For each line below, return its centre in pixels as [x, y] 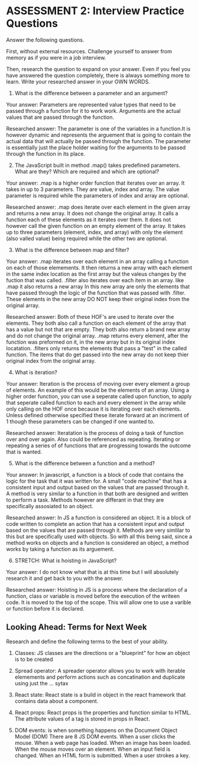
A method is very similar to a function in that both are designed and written [97, 493]
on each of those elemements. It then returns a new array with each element [99, 267]
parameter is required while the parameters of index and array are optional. [98, 195]
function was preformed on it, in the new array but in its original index [91, 342]
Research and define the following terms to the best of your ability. [87, 641]
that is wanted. [24, 451]
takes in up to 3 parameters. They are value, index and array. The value [93, 189]
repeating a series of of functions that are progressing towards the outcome [98, 446]
